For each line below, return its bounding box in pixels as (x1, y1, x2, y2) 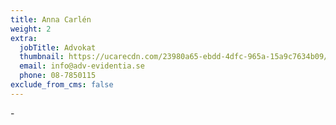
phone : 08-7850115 (19, 71, 97, 81)
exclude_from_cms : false (10, 80, 114, 90)
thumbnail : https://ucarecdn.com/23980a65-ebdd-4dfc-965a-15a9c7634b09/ (19, 52, 329, 62)
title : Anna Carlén (10, 14, 92, 25)
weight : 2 (10, 24, 52, 34)
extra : (10, 33, 38, 43)
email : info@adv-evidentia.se (19, 61, 145, 71)
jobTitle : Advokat (19, 42, 97, 53)
